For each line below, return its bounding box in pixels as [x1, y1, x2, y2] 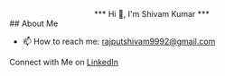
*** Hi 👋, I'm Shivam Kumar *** [93, 9, 211, 19]
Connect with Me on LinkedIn [9, 57, 119, 67]
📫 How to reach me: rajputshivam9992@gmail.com [22, 36, 216, 46]
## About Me [9, 18, 59, 29]
